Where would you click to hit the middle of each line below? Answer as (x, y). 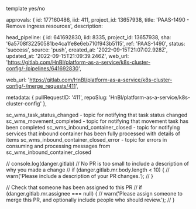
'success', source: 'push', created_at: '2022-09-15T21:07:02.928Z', (87, 50)
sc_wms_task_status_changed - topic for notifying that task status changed (97, 115)
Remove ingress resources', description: (55, 26)
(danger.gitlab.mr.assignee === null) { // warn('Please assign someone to (94, 193)
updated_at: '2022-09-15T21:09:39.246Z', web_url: (68, 56)
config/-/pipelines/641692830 (42, 68)
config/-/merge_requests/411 (41, 86)
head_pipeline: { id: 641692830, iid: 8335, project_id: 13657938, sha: (89, 37)
